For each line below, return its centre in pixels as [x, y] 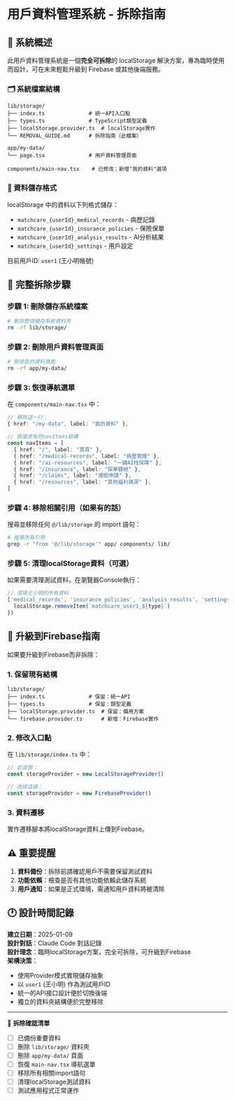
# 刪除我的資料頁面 [31, 362]
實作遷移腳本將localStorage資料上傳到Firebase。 [78, 829]
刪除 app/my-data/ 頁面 [50, 1055]
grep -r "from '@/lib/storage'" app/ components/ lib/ [89, 544]
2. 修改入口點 [29, 737]
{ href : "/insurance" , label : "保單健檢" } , [77, 469]
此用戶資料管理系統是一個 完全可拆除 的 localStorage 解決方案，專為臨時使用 [116, 61]
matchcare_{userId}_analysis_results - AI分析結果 [91, 237]
